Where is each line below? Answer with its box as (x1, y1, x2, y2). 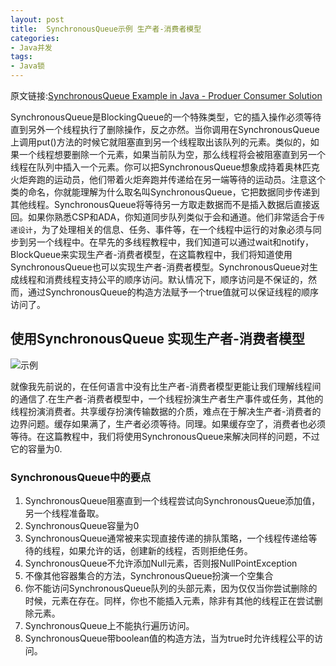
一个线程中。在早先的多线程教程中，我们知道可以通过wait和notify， (36, 236, 314, 248)
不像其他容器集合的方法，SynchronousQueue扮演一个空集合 (24, 570, 274, 582)
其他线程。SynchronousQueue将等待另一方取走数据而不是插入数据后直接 (10, 199, 312, 210)
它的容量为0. (10, 442, 63, 455)
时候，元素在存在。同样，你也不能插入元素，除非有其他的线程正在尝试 (24, 595, 315, 607)
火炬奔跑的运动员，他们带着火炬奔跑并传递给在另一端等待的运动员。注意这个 (10, 174, 326, 185)
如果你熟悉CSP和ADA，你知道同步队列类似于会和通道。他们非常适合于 (27, 211, 318, 223)
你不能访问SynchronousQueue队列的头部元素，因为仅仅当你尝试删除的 (24, 582, 318, 595)
